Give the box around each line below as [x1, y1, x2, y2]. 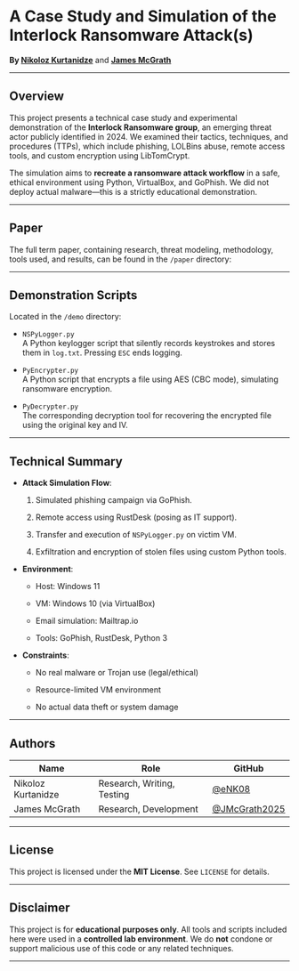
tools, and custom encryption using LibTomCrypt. [9, 150, 190, 161]
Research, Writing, [98, 777, 175, 789]
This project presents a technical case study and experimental [9, 112, 238, 123]
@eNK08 [212, 783, 251, 795]
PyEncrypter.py [21, 367, 79, 376]
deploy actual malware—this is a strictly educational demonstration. [9, 186, 258, 197]
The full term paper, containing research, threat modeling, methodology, [9, 244, 274, 255]
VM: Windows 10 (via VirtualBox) [35, 598, 156, 609]
